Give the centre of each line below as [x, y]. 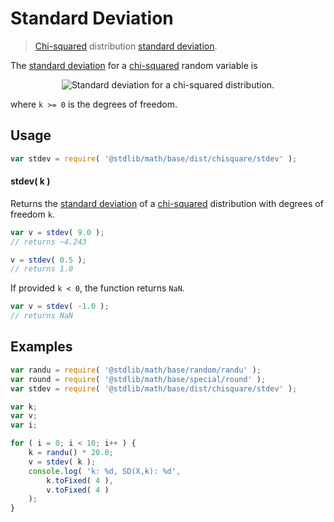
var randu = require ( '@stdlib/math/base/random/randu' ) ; [136, 370]
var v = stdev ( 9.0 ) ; [57, 232]
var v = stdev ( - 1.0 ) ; [60, 307]
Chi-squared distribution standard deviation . [126, 46]
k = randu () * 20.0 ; [71, 453]
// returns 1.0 [42, 269]
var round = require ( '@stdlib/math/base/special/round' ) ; [138, 379]
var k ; [24, 407]
